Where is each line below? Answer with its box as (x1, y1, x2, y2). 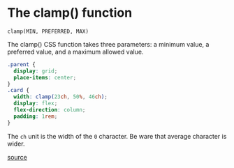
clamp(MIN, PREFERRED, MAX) (7, 28, 89, 35)
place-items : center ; (13, 74, 77, 81)
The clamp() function (7, 5, 133, 21)
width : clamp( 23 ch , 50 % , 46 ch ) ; (13, 93, 108, 100)
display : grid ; (13, 68, 58, 75)
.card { (7, 87, 30, 94)
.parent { (7, 61, 36, 68)
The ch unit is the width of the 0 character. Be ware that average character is (7, 132, 227, 140)
